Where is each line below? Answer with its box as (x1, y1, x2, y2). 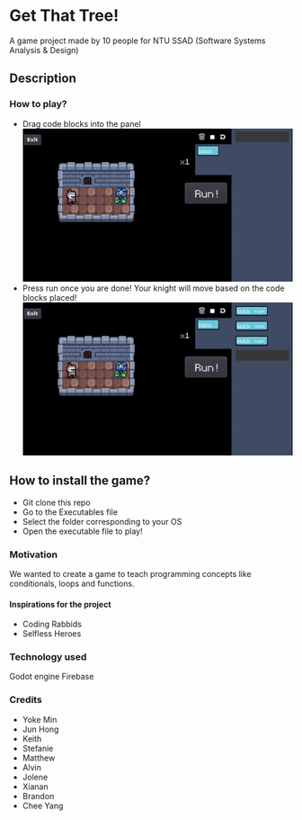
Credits (9, 694, 42, 707)
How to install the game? (9, 473, 151, 489)
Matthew (22, 752, 56, 763)
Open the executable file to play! (22, 526, 143, 536)
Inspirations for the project (9, 599, 111, 609)
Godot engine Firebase (9, 671, 94, 682)
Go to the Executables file (22, 506, 119, 518)
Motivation (9, 548, 58, 561)
